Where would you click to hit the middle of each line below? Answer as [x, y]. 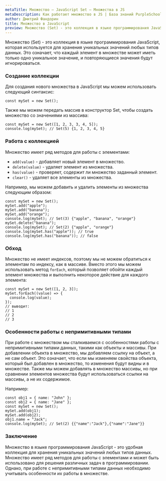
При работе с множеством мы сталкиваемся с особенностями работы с [82, 343]
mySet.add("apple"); [26, 206]
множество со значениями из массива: [47, 115]
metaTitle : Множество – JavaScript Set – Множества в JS [65, 10]
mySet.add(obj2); [23, 415]
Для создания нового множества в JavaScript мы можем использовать [81, 87]
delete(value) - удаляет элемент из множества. [63, 167]
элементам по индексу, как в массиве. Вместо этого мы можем [73, 264]
